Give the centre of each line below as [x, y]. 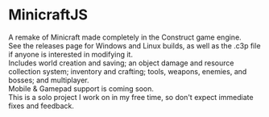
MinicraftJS [48, 15]
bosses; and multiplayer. [49, 80]
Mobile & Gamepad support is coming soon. [81, 88]
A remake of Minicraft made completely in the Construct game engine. [125, 37]
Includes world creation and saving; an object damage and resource [121, 63]
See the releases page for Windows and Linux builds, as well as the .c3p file [134, 45]
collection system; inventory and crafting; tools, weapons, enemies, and [128, 71]
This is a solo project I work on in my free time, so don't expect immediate [131, 97]
